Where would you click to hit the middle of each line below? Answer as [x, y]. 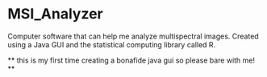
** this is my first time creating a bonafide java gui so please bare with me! [131, 60]
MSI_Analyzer [55, 14]
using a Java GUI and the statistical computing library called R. [112, 44]
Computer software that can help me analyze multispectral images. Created [133, 36]
